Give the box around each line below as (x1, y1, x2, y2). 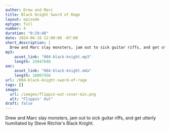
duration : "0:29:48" (5, 31, 49, 36)
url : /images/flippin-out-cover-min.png (10, 92, 96, 97)
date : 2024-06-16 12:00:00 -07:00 (5, 36, 78, 41)
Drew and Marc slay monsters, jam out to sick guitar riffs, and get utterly (5, 115, 156, 121)
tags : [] (5, 82, 24, 87)
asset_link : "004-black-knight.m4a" (14, 69, 92, 74)
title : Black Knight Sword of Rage (5, 12, 80, 17)
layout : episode (5, 17, 39, 22)
